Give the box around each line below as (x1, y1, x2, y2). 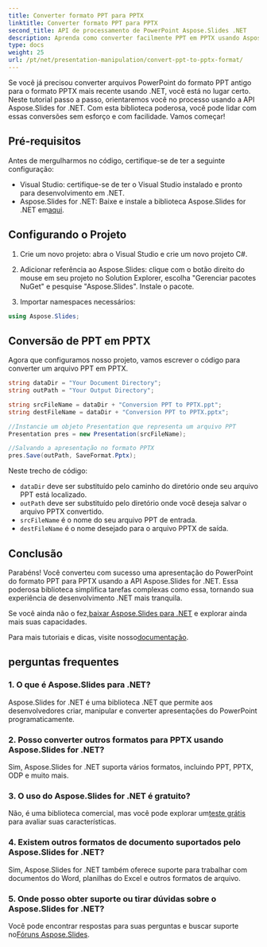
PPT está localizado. (19, 490, 87, 499)
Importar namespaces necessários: (19, 297, 136, 306)
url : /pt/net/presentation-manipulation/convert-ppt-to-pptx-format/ (8, 56, 244, 64)
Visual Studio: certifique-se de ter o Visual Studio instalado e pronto (19, 180, 242, 189)
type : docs (8, 41, 44, 49)
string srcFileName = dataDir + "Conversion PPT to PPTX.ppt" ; (8, 401, 222, 409)
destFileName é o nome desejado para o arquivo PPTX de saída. (19, 524, 229, 534)
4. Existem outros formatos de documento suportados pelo (8, 836, 241, 848)
